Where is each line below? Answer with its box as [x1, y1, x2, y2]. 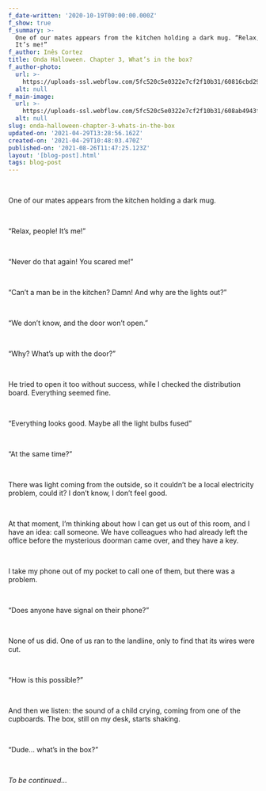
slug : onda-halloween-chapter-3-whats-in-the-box [8, 122, 176, 130]
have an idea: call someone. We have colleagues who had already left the [8, 528, 248, 537]
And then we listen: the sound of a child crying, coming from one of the [8, 706, 241, 716]
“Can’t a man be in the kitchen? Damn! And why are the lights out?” [8, 288, 227, 297]
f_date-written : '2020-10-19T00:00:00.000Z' [8, 11, 158, 20]
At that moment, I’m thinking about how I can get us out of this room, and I [8, 519, 250, 528]
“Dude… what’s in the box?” [8, 745, 99, 755]
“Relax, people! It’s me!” [8, 226, 86, 236]
